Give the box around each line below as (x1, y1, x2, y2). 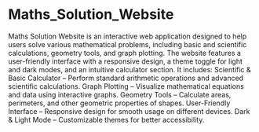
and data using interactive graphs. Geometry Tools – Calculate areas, (8, 90, 232, 99)
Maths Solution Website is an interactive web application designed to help (8, 31, 247, 41)
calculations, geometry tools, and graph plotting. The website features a (8, 48, 242, 57)
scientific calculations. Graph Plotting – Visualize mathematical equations (8, 81, 245, 91)
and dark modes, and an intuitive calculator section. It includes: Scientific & (8, 64, 251, 74)
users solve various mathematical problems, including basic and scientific (8, 39, 247, 49)
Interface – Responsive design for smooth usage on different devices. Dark (8, 106, 250, 115)
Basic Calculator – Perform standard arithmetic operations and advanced (8, 73, 244, 82)
